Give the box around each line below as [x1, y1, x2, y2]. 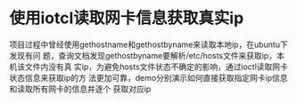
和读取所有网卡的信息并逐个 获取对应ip [9, 83, 152, 94]
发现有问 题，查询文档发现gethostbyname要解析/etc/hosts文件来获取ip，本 [9, 50, 285, 60]
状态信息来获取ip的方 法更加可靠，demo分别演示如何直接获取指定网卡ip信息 [9, 72, 288, 83]
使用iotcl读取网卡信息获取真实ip [9, 8, 244, 28]
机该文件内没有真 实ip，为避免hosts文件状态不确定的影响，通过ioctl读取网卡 [9, 61, 288, 72]
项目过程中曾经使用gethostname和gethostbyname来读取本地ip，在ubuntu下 [9, 39, 288, 50]
